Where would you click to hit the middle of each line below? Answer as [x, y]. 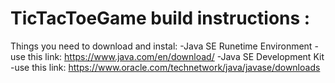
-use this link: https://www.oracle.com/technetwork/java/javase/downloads [165, 67]
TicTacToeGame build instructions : [160, 18]
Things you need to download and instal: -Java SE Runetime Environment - [164, 46]
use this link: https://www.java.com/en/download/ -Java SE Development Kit [167, 56]
